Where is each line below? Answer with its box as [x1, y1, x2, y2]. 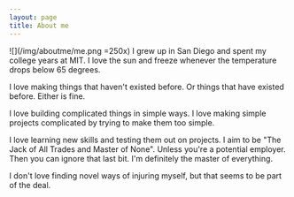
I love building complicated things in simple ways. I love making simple [9, 108, 267, 118]
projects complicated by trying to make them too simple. [9, 117, 215, 128]
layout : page [9, 12, 58, 22]
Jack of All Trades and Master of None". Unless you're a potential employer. [9, 143, 286, 155]
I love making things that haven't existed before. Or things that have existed [9, 81, 285, 92]
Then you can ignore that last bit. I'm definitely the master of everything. [9, 153, 273, 163]
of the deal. [9, 179, 51, 190]
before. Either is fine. [9, 90, 86, 102]
